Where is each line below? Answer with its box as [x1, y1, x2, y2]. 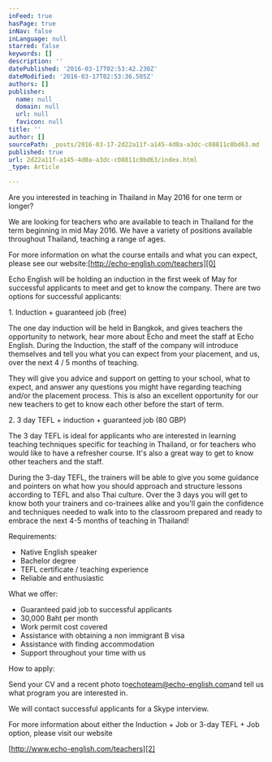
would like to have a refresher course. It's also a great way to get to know [8, 448, 254, 458]
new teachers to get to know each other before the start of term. [8, 399, 225, 409]
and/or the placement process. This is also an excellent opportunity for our [8, 391, 259, 401]
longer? [8, 201, 34, 211]
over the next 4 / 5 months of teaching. [8, 358, 140, 368]
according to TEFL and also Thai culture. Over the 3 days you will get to [8, 490, 248, 500]
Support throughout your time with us [19, 648, 146, 658]
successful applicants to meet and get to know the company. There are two [8, 283, 261, 293]
